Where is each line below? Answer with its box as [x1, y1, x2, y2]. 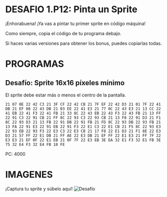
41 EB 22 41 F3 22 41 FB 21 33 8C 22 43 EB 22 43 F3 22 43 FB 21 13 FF [5, 111, 161, 116]
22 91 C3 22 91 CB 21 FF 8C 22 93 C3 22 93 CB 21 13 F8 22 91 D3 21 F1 [5, 115, 161, 120]
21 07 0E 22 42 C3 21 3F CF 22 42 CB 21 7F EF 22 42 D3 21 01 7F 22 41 [5, 102, 161, 107]
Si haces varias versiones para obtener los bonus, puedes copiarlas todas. [5, 40, 162, 46]
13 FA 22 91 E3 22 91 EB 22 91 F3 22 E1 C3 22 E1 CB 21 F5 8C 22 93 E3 [5, 124, 161, 129]
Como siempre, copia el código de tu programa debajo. [5, 30, 122, 36]
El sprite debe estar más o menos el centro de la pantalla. [5, 92, 126, 98]
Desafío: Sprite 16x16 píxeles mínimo [5, 78, 125, 87]
